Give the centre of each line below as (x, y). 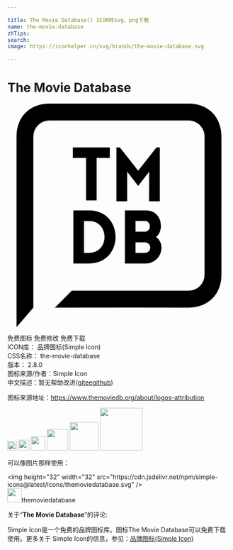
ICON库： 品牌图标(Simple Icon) (54, 347)
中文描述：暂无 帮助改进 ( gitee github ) (60, 383)
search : (19, 40)
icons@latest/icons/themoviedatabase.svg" (71, 485)
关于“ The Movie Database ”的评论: (58, 515)
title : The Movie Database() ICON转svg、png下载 (78, 20)
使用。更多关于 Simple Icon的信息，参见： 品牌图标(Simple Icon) (101, 539)
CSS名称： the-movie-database (54, 356)
